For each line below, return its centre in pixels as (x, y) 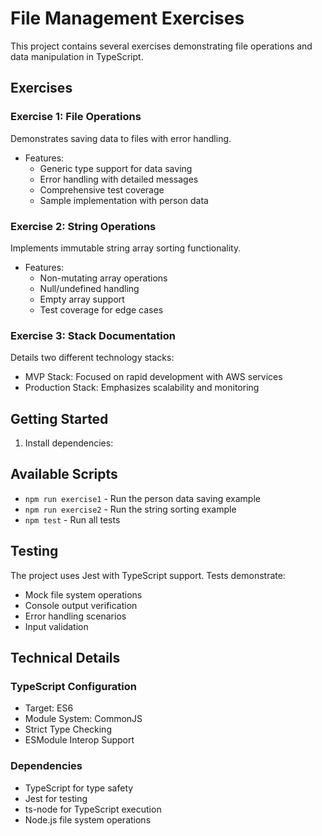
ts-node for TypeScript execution (93, 809)
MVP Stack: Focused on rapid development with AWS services (153, 377)
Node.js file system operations (88, 819)
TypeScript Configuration (73, 686)
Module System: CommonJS (83, 719)
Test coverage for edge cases (101, 309)
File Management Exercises (127, 18)
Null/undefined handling (89, 288)
